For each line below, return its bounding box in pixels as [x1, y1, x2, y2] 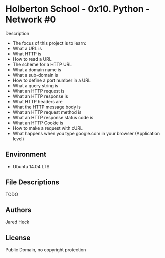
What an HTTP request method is [12, 109, 82, 115]
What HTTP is [12, 51, 42, 57]
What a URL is [12, 45, 42, 51]
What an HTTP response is [12, 93, 68, 99]
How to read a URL [12, 56, 52, 62]
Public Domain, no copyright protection [5, 247, 86, 253]
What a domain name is [12, 66, 62, 73]
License [5, 233, 31, 242]
